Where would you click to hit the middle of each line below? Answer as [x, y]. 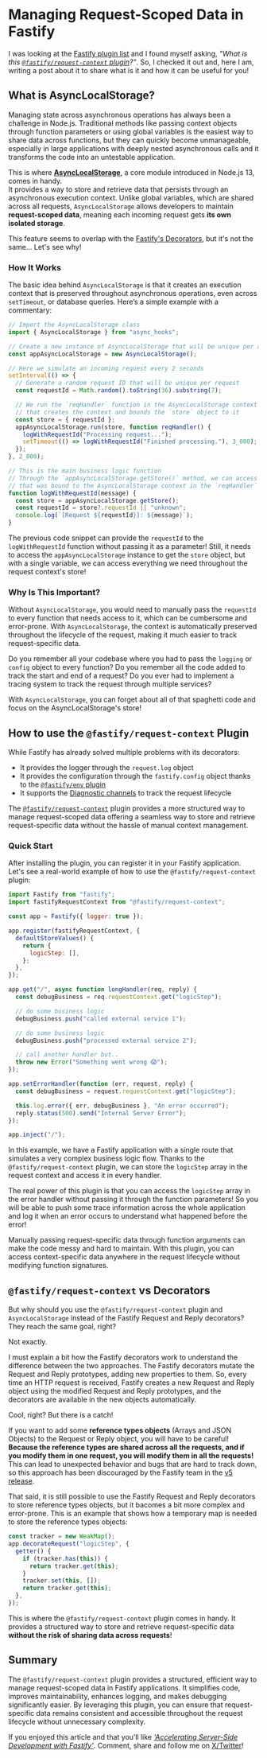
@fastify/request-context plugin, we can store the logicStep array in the [128, 1167]
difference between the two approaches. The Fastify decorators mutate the [132, 1366]
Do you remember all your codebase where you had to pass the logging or [130, 659]
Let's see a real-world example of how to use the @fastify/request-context [132, 872]
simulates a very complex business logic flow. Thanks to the [106, 1158]
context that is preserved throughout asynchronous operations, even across [133, 294]
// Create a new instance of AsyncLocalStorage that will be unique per [131, 346]
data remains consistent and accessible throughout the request [140, 1713]
